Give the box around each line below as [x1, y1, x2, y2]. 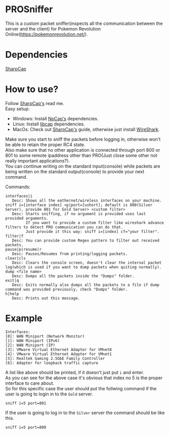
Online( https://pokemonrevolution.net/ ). [5, 31, 88, 37]
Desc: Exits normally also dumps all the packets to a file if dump [12, 282, 159, 287]
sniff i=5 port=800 [5, 425, 47, 430]
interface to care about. [5, 380, 55, 386]
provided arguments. [5, 216, 49, 221]
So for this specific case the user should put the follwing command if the [5, 385, 157, 391]
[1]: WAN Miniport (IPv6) [5, 338, 60, 343]
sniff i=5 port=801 [5, 400, 47, 406]
